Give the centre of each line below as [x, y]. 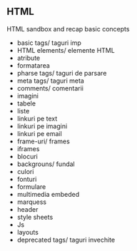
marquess [32, 202]
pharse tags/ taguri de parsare [62, 73]
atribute [29, 58]
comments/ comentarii [50, 88]
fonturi [27, 179]
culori [25, 171]
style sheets [35, 217]
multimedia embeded [48, 194]
